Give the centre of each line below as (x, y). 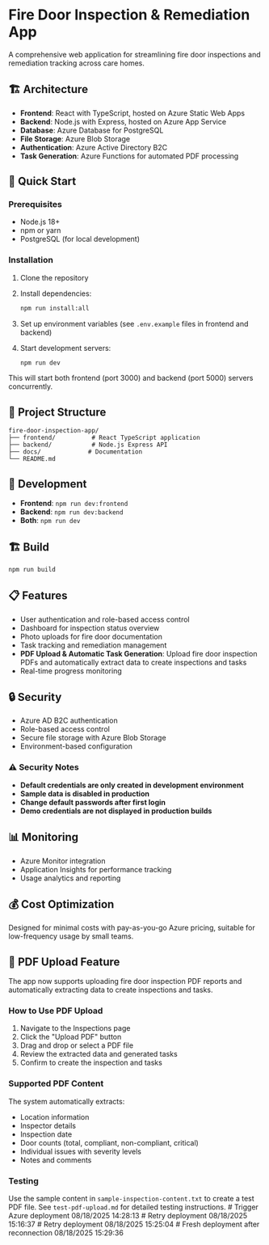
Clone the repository (54, 277)
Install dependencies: (56, 293)
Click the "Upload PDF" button (71, 1037)
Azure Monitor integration (63, 861)
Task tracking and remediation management (93, 645)
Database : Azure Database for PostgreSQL (92, 130)
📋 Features (38, 596)
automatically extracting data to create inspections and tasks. (111, 990)
